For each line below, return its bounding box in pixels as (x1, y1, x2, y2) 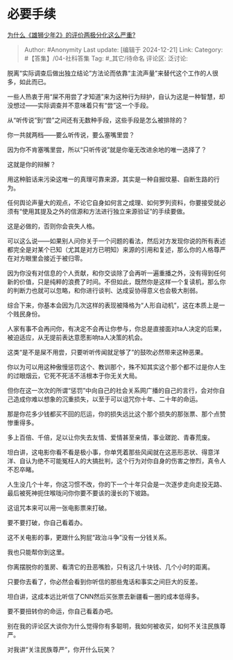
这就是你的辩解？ (7, 160, 56, 168)
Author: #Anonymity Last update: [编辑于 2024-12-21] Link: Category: (24, 45, 223, 54)
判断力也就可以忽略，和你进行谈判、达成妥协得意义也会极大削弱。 (12, 286, 202, 294)
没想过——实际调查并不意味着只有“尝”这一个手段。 (7, 101, 153, 109)
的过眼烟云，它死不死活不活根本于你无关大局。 (7, 371, 141, 380)
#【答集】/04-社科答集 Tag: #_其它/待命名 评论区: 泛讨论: (24, 54, 189, 63)
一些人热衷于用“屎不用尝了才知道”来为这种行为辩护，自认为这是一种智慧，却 (7, 92, 225, 101)
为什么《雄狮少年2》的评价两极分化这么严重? (7, 31, 136, 39)
